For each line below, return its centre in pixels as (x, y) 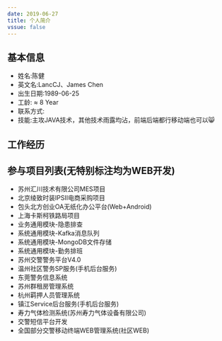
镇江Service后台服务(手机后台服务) (68, 304)
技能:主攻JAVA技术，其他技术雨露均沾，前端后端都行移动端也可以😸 (116, 120)
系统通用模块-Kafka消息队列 (59, 233)
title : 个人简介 (29, 21)
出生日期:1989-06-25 (48, 93)
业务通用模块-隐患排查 (50, 224)
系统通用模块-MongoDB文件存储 (64, 242)
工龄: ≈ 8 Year (38, 103)
